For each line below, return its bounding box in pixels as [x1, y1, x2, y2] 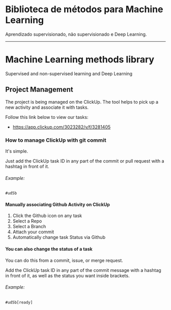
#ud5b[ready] [5, 300, 33, 305]
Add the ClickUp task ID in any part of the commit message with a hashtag [5, 267, 161, 273]
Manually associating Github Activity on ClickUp [5, 201, 110, 207]
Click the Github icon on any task [12, 212, 82, 219]
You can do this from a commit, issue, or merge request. [5, 257, 123, 263]
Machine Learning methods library [5, 54, 154, 66]
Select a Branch [12, 224, 46, 230]
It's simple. [5, 148, 28, 154]
